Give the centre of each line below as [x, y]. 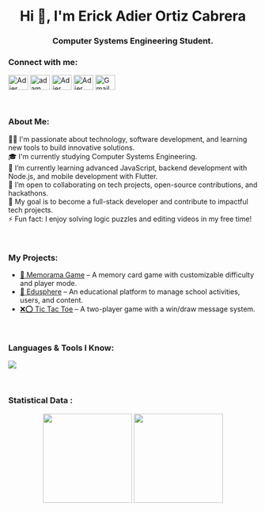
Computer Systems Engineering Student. [133, 41]
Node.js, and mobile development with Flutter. [83, 176]
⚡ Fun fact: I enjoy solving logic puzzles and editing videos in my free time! [130, 219]
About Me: [29, 122]
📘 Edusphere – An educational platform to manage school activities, [130, 292]
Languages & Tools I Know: [61, 348]
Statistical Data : [41, 401]
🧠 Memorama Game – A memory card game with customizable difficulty [137, 275]
